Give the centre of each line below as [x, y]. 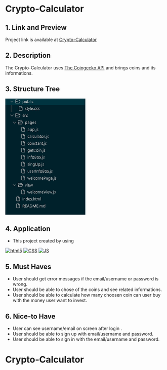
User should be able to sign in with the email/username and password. [86, 339]
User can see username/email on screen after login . [67, 328]
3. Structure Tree [33, 89]
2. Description [28, 55]
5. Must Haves [28, 266]
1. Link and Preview [36, 28]
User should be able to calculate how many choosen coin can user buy [87, 295]
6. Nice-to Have [30, 316]
